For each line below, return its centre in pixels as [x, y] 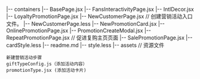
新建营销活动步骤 [24, 57]
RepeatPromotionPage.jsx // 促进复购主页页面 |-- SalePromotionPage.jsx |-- [99, 38]
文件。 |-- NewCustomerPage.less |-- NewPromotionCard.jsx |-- [86, 24]
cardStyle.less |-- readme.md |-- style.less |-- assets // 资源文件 [85, 45]
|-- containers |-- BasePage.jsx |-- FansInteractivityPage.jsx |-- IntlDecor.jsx [100, 9]
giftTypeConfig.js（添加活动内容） [47, 64]
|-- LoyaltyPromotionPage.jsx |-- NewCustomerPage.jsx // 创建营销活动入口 [99, 16]
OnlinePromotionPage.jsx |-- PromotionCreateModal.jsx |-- [79, 31]
